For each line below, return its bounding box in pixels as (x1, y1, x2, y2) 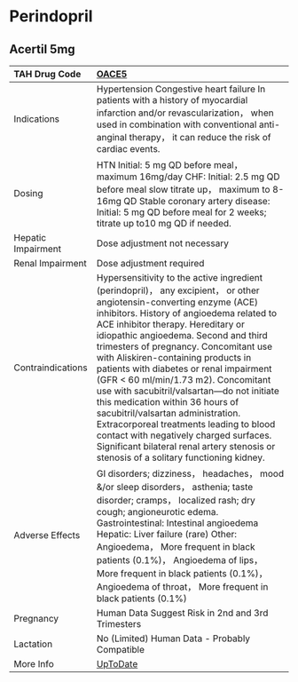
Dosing (13, 187, 43, 199)
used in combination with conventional (96, 118, 257, 131)
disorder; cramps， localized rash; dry (96, 495, 255, 506)
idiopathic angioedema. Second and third (96, 329, 268, 341)
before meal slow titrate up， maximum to (96, 184, 271, 195)
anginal (96, 131, 127, 143)
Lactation (13, 638, 53, 650)
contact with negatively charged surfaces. (96, 429, 272, 441)
